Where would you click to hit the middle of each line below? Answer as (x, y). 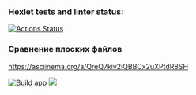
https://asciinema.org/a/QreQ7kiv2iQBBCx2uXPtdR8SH (98, 66)
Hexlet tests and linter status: (66, 12)
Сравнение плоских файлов (65, 49)
